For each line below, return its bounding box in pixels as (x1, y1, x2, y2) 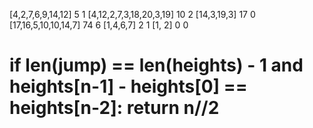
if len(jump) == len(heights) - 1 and (9, 54, 304, 77)
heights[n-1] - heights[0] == (9, 75, 248, 98)
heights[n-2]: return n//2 (9, 97, 220, 119)
